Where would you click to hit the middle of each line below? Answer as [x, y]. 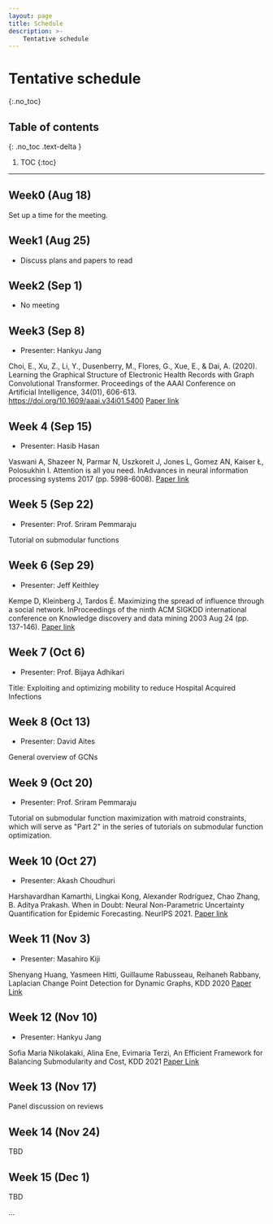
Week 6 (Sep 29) [52, 566]
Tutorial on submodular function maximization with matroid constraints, [128, 818]
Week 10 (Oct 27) [53, 861]
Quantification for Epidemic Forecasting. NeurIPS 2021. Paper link [118, 913]
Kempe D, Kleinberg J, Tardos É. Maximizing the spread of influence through [136, 601]
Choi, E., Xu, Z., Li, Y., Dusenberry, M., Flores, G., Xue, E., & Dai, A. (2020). [133, 366]
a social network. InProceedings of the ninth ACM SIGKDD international [128, 609]
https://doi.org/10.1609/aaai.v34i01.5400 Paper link [94, 401]
